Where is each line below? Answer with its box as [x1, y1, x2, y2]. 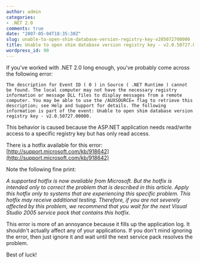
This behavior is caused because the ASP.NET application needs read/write [6, 123, 192, 131]
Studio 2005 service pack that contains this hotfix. [6, 209, 131, 216]
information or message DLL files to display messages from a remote [6, 92, 183, 98]
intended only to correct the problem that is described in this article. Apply [6, 183, 189, 191]
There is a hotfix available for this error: [6, 141, 103, 148]
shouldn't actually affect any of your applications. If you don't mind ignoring [6, 227, 192, 234]
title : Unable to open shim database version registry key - [6, 42, 161, 48]
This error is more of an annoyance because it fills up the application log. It [6, 220, 190, 227]
